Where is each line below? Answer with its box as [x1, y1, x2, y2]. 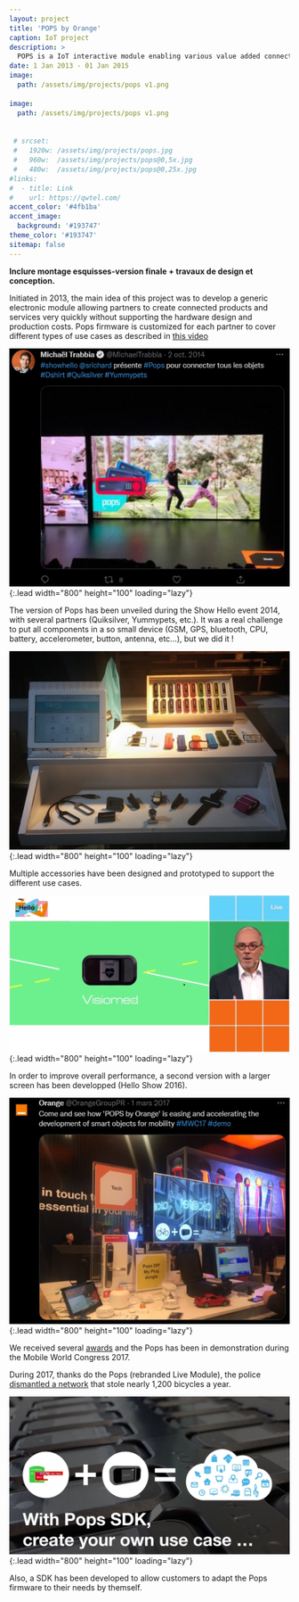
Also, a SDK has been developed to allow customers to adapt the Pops [9, 1573, 268, 1583]
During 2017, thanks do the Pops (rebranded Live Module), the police [9, 1369, 261, 1380]
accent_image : [9, 212, 62, 221]
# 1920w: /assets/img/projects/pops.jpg [12, 146, 174, 155]
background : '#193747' [17, 221, 101, 231]
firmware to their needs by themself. [9, 1581, 142, 1592]
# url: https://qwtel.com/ [9, 193, 122, 202]
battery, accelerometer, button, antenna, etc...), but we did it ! [9, 633, 234, 644]
